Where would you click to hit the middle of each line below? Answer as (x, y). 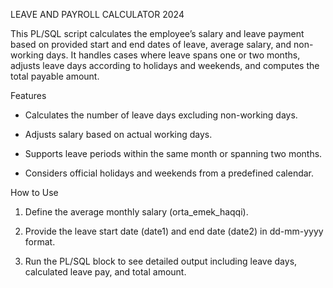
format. (40, 242)
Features (28, 95)
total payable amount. (55, 76)
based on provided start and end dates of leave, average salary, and (151, 44)
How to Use (34, 192)
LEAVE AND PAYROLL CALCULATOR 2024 (97, 14)
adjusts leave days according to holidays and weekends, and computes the (165, 65)
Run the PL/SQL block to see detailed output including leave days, (161, 261)
